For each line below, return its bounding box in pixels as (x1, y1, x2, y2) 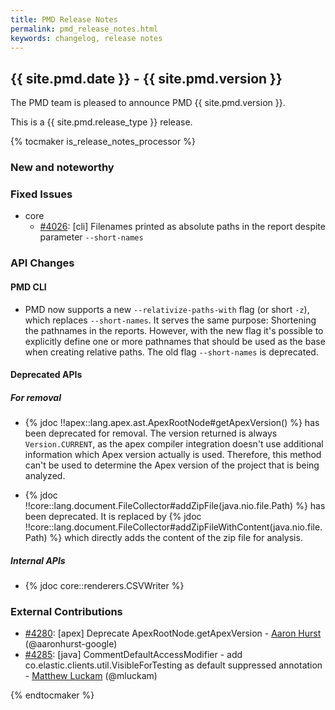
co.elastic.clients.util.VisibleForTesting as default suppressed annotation (24, 659, 323, 671)
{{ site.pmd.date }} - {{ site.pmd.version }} (10, 70, 283, 87)
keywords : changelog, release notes (10, 33, 163, 43)
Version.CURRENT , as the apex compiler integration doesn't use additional (24, 438, 324, 450)
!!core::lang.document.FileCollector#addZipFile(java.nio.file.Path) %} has (24, 500, 326, 512)
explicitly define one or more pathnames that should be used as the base (24, 335, 326, 347)
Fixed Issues (10, 187, 73, 201)
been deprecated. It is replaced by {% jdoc (24, 511, 202, 523)
